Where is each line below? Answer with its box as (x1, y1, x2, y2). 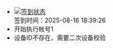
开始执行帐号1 (13, 25, 54, 33)
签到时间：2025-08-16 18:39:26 (13, 16, 106, 24)
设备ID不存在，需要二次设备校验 (13, 33, 106, 42)
